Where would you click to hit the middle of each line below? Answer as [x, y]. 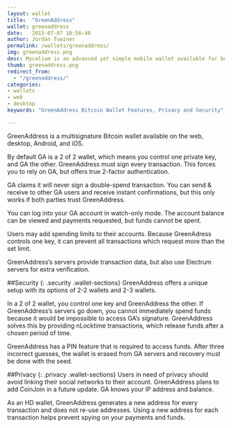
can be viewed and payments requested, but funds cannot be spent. [105, 220]
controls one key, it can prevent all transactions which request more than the [116, 241]
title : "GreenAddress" [41, 20]
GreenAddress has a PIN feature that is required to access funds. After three [116, 346]
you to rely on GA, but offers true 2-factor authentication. [88, 171]
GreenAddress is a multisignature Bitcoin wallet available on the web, [105, 136]
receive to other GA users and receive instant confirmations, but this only [111, 192]
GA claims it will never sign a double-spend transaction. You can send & [109, 185]
